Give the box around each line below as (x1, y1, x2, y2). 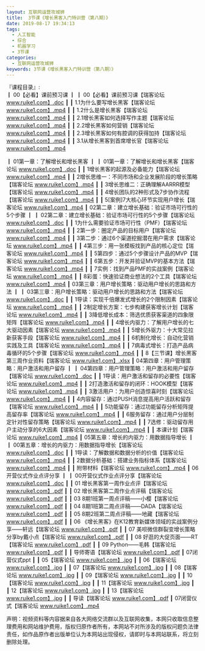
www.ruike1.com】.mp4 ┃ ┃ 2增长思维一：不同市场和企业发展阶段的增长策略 (6, 173, 198, 181)
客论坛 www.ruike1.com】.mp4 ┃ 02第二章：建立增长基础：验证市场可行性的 (6, 204, 198, 211)
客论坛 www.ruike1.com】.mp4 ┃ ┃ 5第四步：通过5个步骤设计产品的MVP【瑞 (6, 249, 198, 257)
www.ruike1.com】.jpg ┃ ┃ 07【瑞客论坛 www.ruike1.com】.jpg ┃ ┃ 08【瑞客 (6, 564, 197, 571)
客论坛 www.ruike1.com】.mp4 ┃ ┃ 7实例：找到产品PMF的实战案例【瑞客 (6, 265, 189, 273)
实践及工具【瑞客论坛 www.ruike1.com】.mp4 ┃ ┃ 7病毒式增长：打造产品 (6, 341, 189, 349)
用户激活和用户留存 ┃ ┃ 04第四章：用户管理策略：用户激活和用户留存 (16, 365, 194, 372)
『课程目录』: (6, 83, 41, 91)
